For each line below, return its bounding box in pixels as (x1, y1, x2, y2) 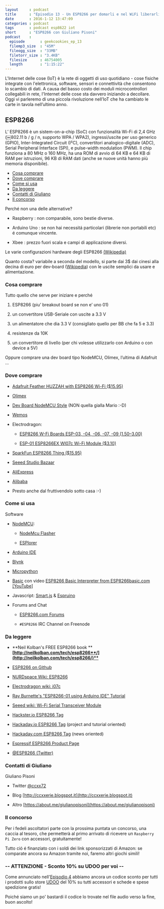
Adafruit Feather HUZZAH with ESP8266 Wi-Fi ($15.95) (12, 383, 123, 389)
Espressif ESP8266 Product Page (12, 741, 80, 747)
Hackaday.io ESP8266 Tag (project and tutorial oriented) (12, 722, 126, 727)
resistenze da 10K (12, 330, 48, 336)
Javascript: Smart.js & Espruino (12, 592, 76, 598)
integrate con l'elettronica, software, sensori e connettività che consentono (5, 80, 156, 86)
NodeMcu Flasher (19, 530, 56, 536)
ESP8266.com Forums (19, 612, 64, 617)
